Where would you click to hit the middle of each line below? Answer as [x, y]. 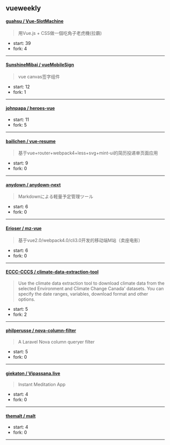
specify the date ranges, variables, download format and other [83, 294]
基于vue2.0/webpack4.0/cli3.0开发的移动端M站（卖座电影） [80, 240]
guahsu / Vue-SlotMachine [35, 21]
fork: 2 [20, 314]
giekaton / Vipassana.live [33, 373]
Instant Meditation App [42, 384]
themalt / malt [21, 416]
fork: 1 [19, 92]
